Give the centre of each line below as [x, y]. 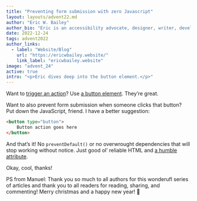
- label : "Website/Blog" [42, 50]
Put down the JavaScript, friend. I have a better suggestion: [78, 111]
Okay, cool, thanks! [29, 168]
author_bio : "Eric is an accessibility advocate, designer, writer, [91, 28]
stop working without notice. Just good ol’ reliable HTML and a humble [92, 150]
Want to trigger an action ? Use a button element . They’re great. [82, 94]
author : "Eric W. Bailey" [38, 22]
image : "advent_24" [30, 66]
